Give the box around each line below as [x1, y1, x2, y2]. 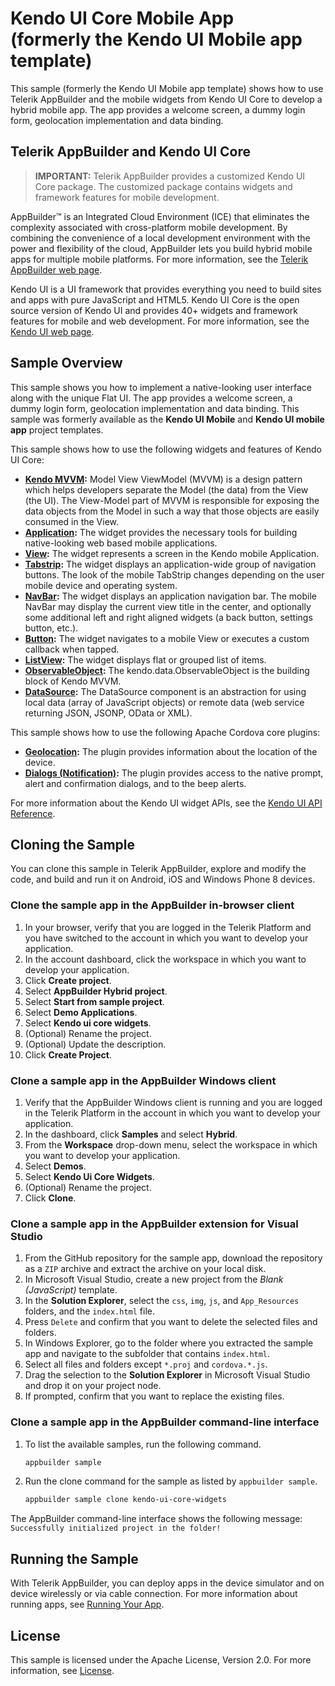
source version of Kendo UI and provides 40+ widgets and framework [10, 304, 299, 316]
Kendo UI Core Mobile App [10, 7, 235, 30]
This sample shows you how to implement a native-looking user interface [10, 381, 312, 393]
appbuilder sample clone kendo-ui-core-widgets [24, 1495, 227, 1505]
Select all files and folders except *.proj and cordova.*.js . [24, 1358, 268, 1371]
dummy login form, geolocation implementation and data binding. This [10, 402, 300, 414]
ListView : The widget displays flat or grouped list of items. [24, 653, 267, 666]
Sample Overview [10, 355, 123, 372]
